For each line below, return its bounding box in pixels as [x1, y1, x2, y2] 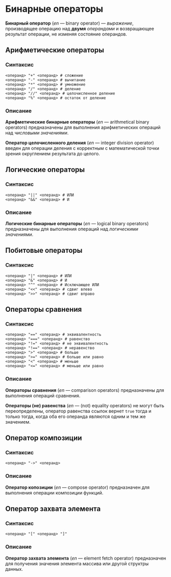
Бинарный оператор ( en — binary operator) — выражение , [5, 20, 134, 26]
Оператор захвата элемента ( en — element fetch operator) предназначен [5, 555, 166, 561]
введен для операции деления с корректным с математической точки [5, 145, 160, 151]
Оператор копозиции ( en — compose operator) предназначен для [5, 484, 150, 490]
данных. [5, 566, 23, 572]
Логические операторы [5, 165, 85, 174]
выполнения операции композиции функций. [5, 489, 104, 495]
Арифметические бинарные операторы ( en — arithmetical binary [5, 118, 150, 125]
